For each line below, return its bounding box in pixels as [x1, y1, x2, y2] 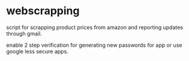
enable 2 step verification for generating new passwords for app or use [6, 41, 182, 49]
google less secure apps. [6, 47, 69, 54]
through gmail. [6, 30, 42, 37]
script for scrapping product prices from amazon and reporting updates [6, 24, 184, 31]
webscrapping [6, 4, 80, 18]
